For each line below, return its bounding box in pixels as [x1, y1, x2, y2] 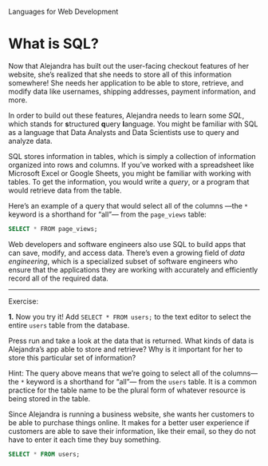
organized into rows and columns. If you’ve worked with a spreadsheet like [8, 160, 254, 169]
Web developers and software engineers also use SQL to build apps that [8, 239, 246, 249]
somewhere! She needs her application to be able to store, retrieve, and [8, 78, 244, 87]
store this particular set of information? [8, 352, 136, 362]
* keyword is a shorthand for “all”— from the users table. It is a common [20, 376, 257, 386]
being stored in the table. [8, 393, 91, 403]
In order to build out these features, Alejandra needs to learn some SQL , [8, 110, 245, 120]
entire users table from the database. [8, 320, 130, 330]
